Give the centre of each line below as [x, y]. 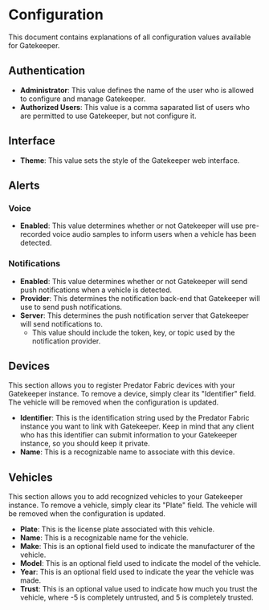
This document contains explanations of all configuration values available [130, 37]
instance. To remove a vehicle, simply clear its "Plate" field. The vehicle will [133, 505]
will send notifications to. [61, 323]
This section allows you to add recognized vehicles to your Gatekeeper [126, 497]
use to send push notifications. [71, 307]
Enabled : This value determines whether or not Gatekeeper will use [131, 226]
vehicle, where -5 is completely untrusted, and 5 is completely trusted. [137, 598]
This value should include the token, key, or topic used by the [133, 332]
